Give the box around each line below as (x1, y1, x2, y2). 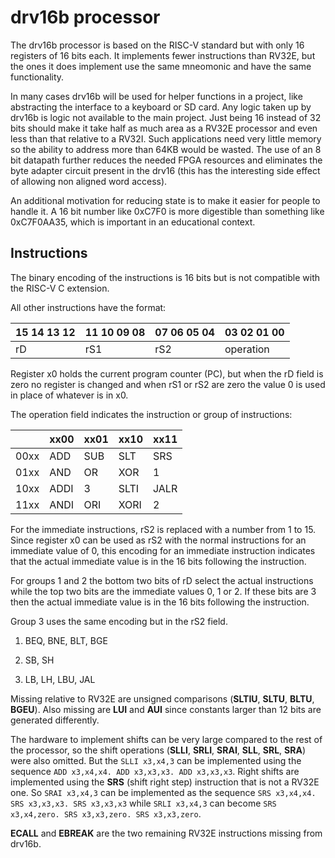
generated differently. (10, 714, 100, 726)
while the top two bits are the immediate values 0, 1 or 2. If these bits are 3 (10, 585, 317, 597)
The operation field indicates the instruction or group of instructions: (10, 408, 293, 420)
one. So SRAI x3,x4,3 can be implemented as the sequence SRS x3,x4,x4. (10, 786, 317, 798)
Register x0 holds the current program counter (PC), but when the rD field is (10, 367, 324, 380)
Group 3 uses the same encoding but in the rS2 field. (10, 615, 228, 627)
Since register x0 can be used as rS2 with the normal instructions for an (10, 534, 307, 546)
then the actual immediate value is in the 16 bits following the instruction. (10, 596, 310, 608)
